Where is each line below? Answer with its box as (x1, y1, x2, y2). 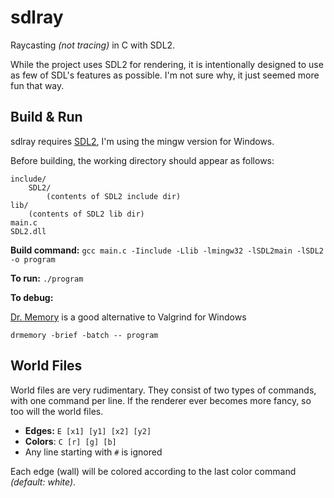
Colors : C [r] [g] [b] (24, 435, 117, 447)
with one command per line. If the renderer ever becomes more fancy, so (10, 394, 312, 406)
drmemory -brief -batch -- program (10, 330, 159, 340)
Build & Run (10, 109, 83, 126)
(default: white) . (10, 476, 77, 488)
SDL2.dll (10, 226, 47, 236)
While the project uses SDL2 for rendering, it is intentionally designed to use (10, 58, 324, 70)
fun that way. (10, 79, 65, 91)
